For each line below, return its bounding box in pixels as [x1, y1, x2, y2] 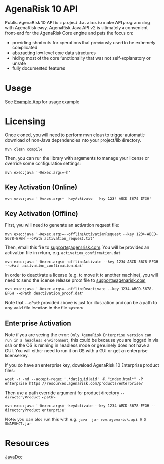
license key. [5, 353, 29, 359]
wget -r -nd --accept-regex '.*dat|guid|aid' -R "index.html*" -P [5, 377, 143, 382]
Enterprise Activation [5, 319, 72, 327]
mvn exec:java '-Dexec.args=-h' [5, 170, 71, 175]
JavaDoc [5, 454, 23, 460]
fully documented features [12, 65, 66, 71]
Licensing [5, 116, 46, 127]
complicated [12, 44, 38, 50]
